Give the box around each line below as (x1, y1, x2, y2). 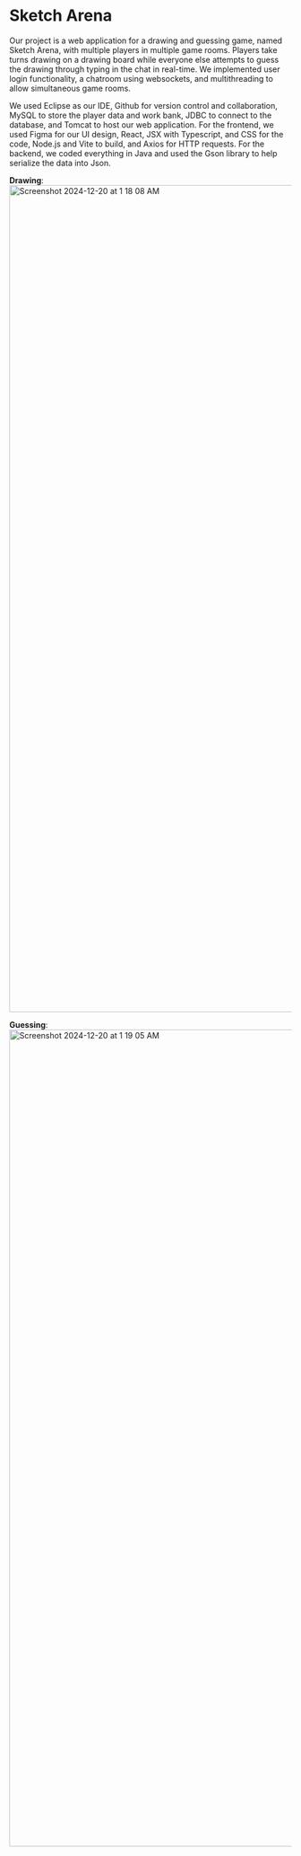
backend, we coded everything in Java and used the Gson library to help (9, 147, 278, 158)
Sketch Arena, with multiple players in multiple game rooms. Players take (9, 44, 278, 55)
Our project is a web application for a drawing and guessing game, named (9, 35, 283, 46)
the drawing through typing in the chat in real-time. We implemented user (9, 64, 280, 75)
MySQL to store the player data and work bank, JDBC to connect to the (9, 110, 272, 120)
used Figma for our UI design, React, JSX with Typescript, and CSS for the (9, 128, 284, 139)
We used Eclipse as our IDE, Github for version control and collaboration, (9, 100, 278, 110)
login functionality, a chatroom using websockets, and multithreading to (9, 73, 273, 84)
